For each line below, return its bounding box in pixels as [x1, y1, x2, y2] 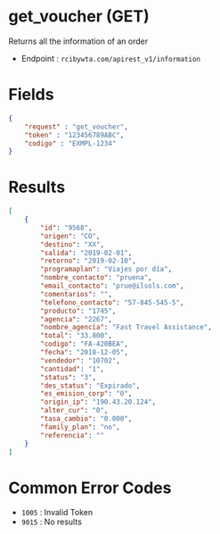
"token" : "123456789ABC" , [24, 130, 125, 139]
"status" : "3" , [40, 372, 97, 381]
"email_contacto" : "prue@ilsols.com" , [40, 281, 184, 291]
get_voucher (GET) [8, 6, 151, 27]
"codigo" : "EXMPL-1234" [24, 138, 117, 148]
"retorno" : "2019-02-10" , [40, 256, 137, 265]
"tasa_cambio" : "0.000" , [40, 414, 133, 423]
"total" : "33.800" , [40, 331, 113, 340]
